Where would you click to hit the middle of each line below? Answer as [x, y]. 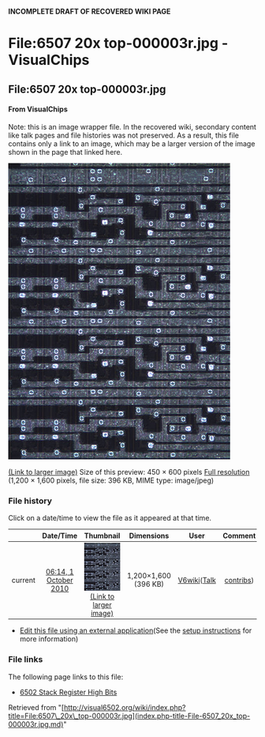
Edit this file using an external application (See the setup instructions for [136, 630]
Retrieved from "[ [36, 707]
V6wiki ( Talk [197, 580]
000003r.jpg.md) [36, 724]
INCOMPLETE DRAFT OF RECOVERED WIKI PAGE [90, 11]
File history [30, 501]
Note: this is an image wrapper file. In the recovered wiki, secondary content [132, 126]
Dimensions [149, 536]
